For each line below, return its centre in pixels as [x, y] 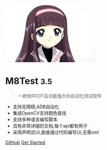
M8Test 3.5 [29, 81]
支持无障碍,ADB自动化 [36, 107]
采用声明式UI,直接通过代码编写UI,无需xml [56, 132]
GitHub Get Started [25, 142]
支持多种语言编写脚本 [35, 119]
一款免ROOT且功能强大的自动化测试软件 [60, 96]
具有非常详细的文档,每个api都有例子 [50, 126]
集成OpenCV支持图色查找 [39, 113]
